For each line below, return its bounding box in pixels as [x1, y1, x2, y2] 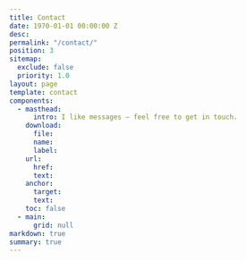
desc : [9, 29, 30, 38]
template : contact [9, 88, 78, 96]
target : [32, 188, 63, 197]
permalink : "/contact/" [9, 38, 98, 47]
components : [9, 96, 54, 105]
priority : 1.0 [17, 71, 70, 80]
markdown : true [9, 229, 66, 238]
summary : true [9, 238, 63, 247]
